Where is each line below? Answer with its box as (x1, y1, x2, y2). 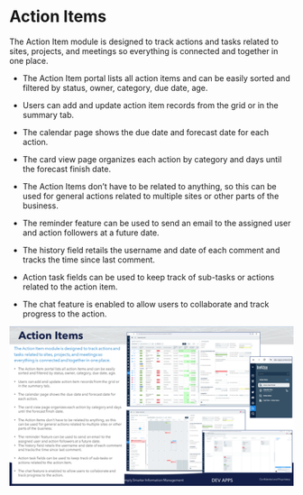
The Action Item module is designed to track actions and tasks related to (9, 36, 280, 47)
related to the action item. (22, 281, 118, 292)
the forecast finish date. (22, 163, 111, 174)
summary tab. (22, 109, 75, 120)
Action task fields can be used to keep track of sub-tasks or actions (22, 271, 275, 282)
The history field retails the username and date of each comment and (22, 244, 280, 255)
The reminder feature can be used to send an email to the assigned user (22, 217, 291, 228)
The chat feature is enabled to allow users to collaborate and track (22, 298, 270, 309)
